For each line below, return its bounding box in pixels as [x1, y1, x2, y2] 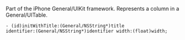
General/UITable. [5, 11, 48, 19]
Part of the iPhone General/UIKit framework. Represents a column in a [5, 5, 180, 12]
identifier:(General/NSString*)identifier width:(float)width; [5, 28, 168, 34]
